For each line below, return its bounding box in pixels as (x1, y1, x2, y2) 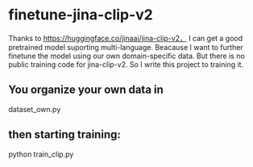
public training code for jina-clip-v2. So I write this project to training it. (8, 59, 244, 69)
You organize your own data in (8, 83, 164, 97)
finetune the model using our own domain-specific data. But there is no (8, 51, 246, 61)
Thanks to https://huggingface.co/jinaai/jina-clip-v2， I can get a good (8, 33, 243, 43)
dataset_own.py (8, 104, 61, 114)
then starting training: (8, 127, 121, 142)
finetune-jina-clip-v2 (8, 6, 153, 24)
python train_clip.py (8, 149, 74, 159)
